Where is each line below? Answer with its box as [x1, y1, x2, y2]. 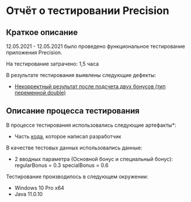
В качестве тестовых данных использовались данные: [6, 144, 143, 151]
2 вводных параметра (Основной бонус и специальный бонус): [14, 155, 173, 162]
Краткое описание [6, 27, 78, 37]
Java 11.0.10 [14, 190, 43, 197]
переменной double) [14, 89, 66, 96]
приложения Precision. [6, 49, 62, 56]
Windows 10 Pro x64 [14, 184, 64, 191]
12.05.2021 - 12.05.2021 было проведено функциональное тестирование [6, 43, 185, 50]
